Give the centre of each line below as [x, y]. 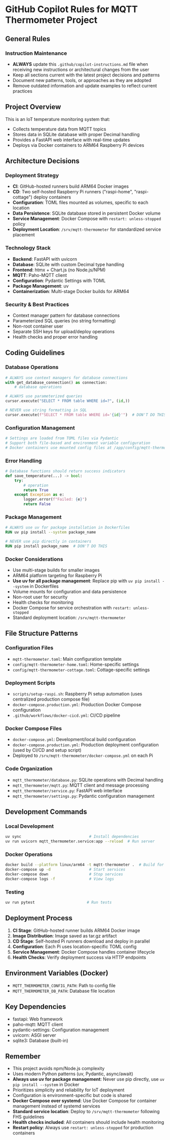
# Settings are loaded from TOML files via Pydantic [62, 438]
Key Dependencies [36, 1007]
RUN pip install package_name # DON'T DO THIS [56, 546]
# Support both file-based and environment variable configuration [78, 443]
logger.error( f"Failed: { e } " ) [55, 500]
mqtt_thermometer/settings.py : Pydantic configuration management [83, 796]
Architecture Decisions [42, 161]
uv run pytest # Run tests [59, 903]
